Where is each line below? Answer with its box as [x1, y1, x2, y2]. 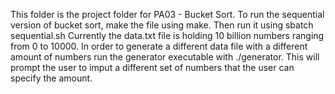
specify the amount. [10, 72, 93, 84]
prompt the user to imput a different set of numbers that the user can [10, 62, 295, 73]
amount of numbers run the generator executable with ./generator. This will [10, 51, 320, 63]
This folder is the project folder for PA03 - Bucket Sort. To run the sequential [10, 9, 325, 20]
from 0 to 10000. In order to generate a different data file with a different [10, 40, 308, 52]
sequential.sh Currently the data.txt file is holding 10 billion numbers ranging [10, 30, 325, 41]
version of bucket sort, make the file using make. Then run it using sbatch [10, 19, 314, 31]
